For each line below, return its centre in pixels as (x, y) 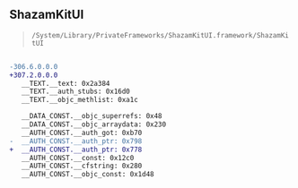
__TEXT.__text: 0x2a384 (66, 83)
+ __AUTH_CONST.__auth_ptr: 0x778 (76, 150)
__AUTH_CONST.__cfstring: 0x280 (82, 166)
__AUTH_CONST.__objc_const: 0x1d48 (88, 175)
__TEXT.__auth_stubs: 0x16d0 (75, 92)
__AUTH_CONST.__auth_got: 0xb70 (82, 132)
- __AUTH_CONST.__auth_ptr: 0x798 (76, 141)
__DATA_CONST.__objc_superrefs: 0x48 (92, 116)
